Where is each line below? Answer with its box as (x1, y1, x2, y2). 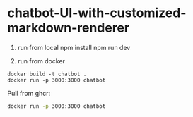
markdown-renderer (7, 20, 129, 36)
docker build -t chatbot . (7, 70, 87, 78)
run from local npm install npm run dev (17, 43, 131, 51)
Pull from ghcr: (7, 89, 51, 97)
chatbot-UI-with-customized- (7, 5, 187, 21)
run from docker (17, 56, 66, 65)
